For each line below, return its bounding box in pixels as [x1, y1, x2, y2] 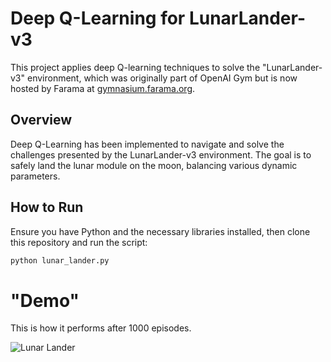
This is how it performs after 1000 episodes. [10, 322, 192, 334]
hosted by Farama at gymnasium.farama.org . [10, 82, 196, 94]
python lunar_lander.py [10, 255, 110, 266]
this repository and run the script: [10, 236, 148, 248]
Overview [10, 112, 73, 129]
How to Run [10, 199, 84, 216]
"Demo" [10, 289, 80, 312]
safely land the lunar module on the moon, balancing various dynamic [10, 159, 298, 171]
